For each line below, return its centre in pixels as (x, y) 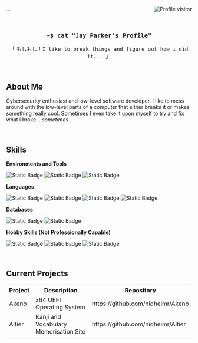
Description (61, 290)
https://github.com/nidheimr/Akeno (141, 304)
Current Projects (37, 274)
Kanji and (48, 316)
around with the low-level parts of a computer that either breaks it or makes (98, 107)
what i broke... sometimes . (38, 120)
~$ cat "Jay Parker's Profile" (99, 35)
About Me (24, 86)
